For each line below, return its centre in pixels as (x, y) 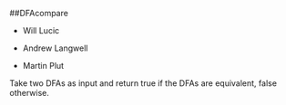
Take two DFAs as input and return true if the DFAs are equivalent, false (143, 83)
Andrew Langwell (55, 48)
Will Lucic (41, 30)
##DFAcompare (39, 13)
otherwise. (30, 93)
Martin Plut (43, 66)
